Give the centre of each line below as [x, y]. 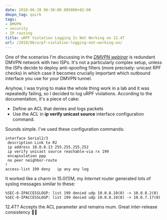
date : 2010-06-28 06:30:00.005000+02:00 [48, 10]
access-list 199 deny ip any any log [47, 169]
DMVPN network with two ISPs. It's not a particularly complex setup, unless [84, 62]
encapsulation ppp [27, 156]
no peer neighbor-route [32, 160]
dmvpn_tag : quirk [23, 15]
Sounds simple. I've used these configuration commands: [65, 129]
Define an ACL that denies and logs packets [58, 108]
